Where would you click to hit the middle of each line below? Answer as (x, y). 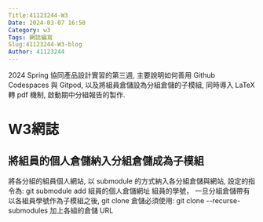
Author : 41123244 (37, 52)
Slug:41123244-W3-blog (45, 45)
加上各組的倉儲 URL (82, 210)
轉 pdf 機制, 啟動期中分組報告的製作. (67, 95)
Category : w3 (29, 30)
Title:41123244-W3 (38, 15)
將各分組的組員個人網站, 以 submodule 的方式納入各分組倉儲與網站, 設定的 (128, 181)
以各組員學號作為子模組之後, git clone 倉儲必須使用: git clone (106, 200)
